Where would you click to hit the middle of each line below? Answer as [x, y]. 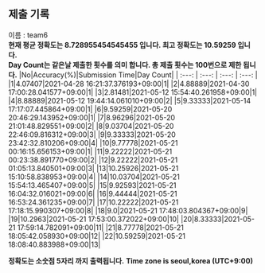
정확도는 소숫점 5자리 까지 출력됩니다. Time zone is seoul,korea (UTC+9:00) [131, 260]
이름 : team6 [28, 35]
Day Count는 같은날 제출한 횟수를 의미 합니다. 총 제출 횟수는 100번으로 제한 [125, 64]
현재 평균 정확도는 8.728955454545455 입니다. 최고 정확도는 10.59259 [122, 45]
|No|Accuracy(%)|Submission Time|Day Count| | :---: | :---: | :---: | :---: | [138, 75]
